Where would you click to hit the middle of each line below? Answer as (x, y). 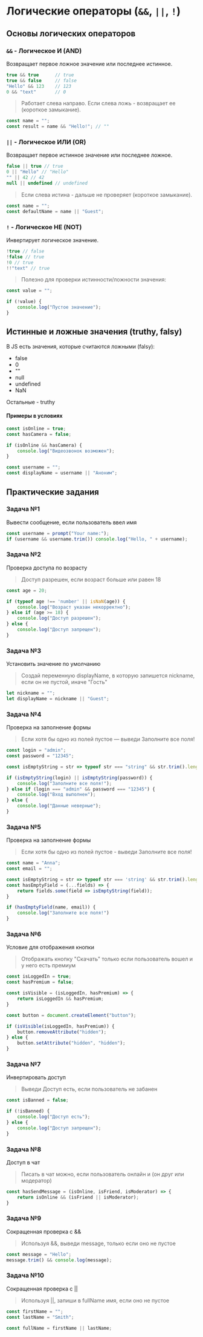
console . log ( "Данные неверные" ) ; (59, 806)
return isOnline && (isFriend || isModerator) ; (78, 1197)
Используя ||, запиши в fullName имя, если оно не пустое (95, 1300)
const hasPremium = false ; (40, 982)
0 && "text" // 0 (36, 92)
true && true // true (40, 75)
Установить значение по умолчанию (53, 664)
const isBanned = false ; (37, 1100)
